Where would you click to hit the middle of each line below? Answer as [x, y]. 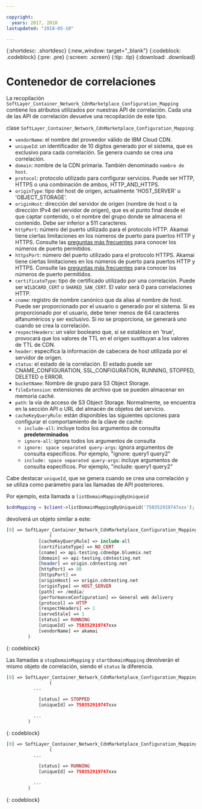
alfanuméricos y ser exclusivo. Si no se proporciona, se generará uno [101, 319]
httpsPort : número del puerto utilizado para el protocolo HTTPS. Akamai [105, 255]
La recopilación [25, 98]
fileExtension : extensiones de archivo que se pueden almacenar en [99, 390]
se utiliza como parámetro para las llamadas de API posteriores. [85, 485]
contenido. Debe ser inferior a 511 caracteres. [71, 223]
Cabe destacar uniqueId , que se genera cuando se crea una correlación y [98, 478]
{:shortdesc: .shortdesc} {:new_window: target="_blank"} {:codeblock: [94, 51]
